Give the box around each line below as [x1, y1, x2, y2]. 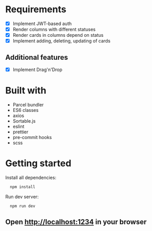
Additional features [5, 53, 68, 62]
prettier [12, 129, 29, 135]
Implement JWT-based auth [12, 20, 72, 27]
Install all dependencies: [5, 174, 56, 180]
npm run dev [10, 203, 36, 209]
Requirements [5, 4, 67, 15]
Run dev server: [5, 193, 39, 200]
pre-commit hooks [12, 134, 52, 140]
